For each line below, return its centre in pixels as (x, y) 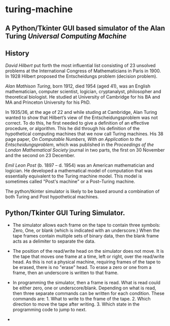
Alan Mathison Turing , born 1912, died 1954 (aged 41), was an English (78, 86)
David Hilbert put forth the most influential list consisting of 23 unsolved (80, 66)
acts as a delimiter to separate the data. (54, 241)
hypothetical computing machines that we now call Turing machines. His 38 (84, 134)
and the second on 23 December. (40, 156)
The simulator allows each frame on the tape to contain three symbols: (87, 225)
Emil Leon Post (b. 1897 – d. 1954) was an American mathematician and (80, 165)
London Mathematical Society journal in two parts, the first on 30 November (85, 150)
